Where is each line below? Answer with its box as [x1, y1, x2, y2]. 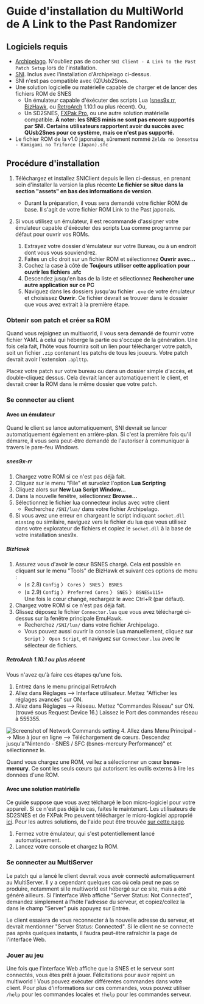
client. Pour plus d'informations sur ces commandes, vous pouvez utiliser [6, 984, 191, 991]
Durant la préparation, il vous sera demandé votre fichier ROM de [24, 199, 188, 207]
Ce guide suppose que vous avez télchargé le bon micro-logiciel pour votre [6, 799, 196, 806]
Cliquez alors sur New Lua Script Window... [15, 486, 126, 493]
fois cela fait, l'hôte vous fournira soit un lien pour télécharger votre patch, [6, 343, 193, 350]
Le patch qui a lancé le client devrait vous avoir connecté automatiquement [6, 872, 195, 879]
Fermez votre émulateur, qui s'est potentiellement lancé [15, 830, 155, 838]
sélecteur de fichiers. [24, 642, 78, 649]
